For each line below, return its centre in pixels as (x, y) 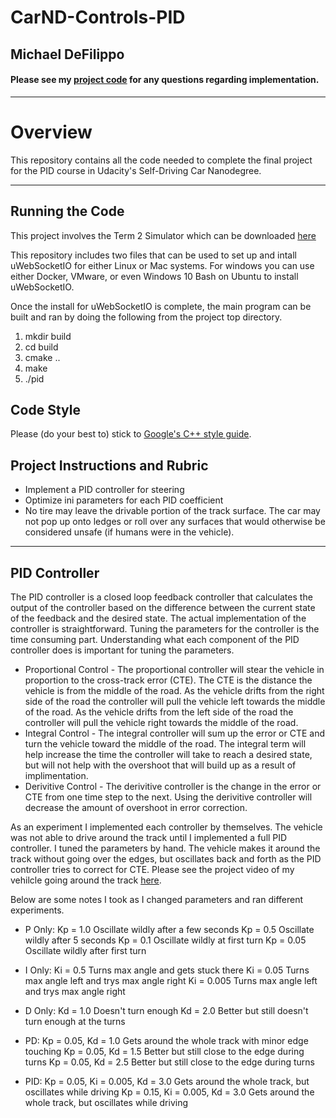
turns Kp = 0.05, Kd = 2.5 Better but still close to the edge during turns (169, 1062)
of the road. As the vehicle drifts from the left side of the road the (159, 712)
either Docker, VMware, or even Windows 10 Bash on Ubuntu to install (154, 276)
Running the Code (67, 211)
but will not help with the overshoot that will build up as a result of (160, 765)
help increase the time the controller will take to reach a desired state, (168, 754)
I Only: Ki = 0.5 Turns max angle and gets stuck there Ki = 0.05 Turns (167, 970)
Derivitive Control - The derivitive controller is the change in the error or (173, 786)
